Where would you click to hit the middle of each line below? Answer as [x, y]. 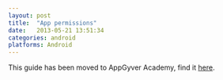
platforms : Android [40, 45]
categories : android [42, 38]
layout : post [30, 15]
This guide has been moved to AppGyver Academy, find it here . [111, 67]
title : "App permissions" [53, 23]
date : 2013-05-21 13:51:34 [56, 30]
